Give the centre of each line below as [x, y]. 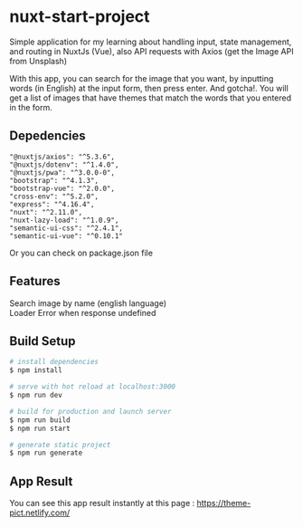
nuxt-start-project [80, 17]
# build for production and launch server [90, 411]
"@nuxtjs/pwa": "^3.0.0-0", [62, 172]
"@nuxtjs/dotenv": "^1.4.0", [64, 165]
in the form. [31, 107]
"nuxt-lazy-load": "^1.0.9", [64, 220]
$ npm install [36, 370]
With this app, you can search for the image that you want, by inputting [142, 78]
